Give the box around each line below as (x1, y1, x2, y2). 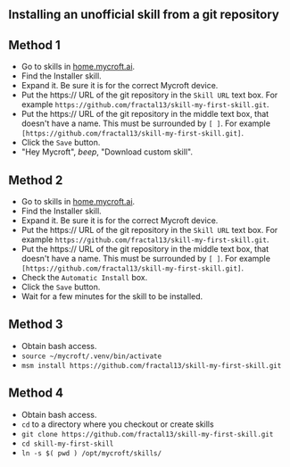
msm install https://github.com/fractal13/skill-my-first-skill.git (21, 361, 282, 370)
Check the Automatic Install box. (21, 272, 148, 283)
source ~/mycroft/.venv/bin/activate (21, 352, 162, 361)
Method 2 (8, 172, 63, 188)
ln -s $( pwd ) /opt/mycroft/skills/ (21, 448, 162, 458)
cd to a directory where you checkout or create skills (21, 419, 215, 429)
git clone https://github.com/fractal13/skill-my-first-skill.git (21, 429, 274, 438)
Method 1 (8, 38, 62, 53)
